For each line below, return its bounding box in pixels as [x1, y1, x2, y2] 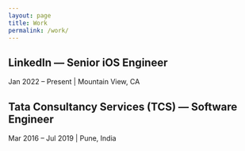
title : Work [8, 19, 48, 27]
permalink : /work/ [8, 26, 69, 34]
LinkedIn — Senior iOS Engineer [8, 56, 168, 69]
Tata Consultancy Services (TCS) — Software [8, 100, 238, 114]
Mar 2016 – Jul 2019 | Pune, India [8, 134, 117, 143]
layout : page [8, 11, 52, 20]
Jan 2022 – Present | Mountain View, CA [8, 77, 140, 87]
